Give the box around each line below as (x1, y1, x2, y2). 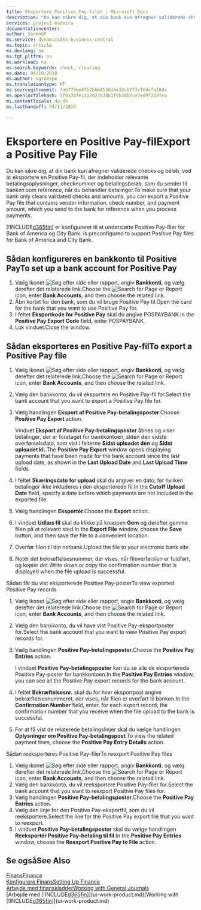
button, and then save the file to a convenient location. (14, 532, 150, 539)
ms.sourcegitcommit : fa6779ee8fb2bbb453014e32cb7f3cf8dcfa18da (6, 87, 167, 93)
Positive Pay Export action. (14, 415, 83, 423)
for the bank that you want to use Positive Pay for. (14, 304, 138, 312)
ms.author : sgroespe (6, 76, 58, 82)
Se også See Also (6, 856, 71, 866)
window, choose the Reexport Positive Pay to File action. (14, 839, 157, 846)
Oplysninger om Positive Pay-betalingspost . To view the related (14, 732, 174, 740)
